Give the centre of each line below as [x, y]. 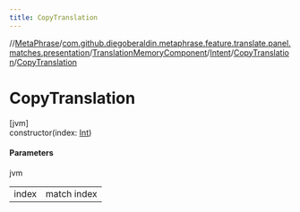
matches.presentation [50, 52]
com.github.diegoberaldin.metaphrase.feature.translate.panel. [176, 43]
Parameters [31, 153]
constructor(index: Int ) [51, 132]
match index [71, 193]
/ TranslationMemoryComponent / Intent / [162, 52]
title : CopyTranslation [54, 17]
